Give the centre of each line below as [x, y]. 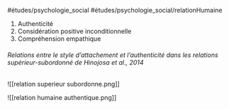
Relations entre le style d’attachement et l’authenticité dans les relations [113, 55]
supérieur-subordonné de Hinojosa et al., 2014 [76, 62]
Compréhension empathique [59, 39]
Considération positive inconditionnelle [74, 31]
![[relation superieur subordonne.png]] [64, 84]
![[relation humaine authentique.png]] [62, 98]
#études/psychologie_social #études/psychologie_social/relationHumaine [115, 10]
